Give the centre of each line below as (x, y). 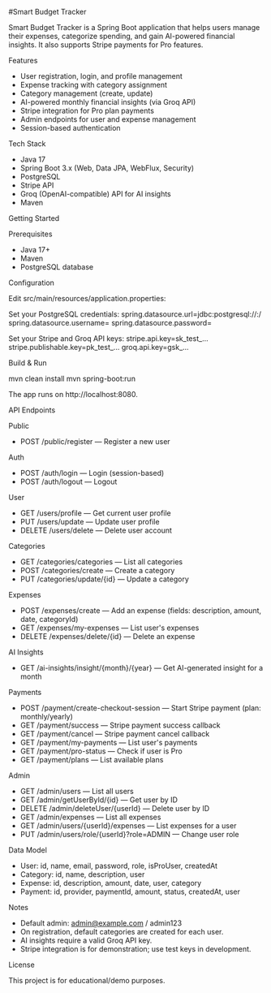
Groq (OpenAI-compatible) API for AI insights (96, 194)
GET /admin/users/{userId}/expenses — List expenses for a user (128, 826)
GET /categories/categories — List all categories (101, 562)
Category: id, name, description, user (82, 874)
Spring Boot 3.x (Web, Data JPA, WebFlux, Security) (107, 168)
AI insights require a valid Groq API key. (86, 940)
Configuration (32, 283)
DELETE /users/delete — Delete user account (96, 530)
